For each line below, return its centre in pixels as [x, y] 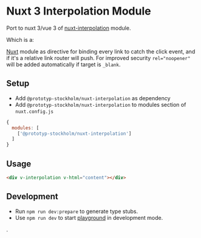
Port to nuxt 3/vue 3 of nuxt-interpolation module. [69, 28]
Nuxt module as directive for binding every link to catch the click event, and [101, 51]
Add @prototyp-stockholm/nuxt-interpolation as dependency [93, 98]
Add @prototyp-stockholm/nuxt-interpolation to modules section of [101, 104]
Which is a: [20, 39]
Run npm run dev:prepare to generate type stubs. [77, 211]
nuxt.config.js [34, 111]
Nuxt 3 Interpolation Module [79, 11]
